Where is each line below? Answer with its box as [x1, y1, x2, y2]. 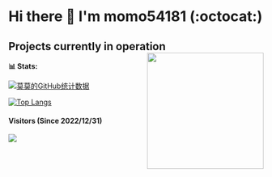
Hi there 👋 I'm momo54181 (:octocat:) [8, 7, 263, 26]
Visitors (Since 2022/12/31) [8, 116, 103, 125]
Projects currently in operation [8, 40, 166, 53]
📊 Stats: [8, 61, 38, 71]
